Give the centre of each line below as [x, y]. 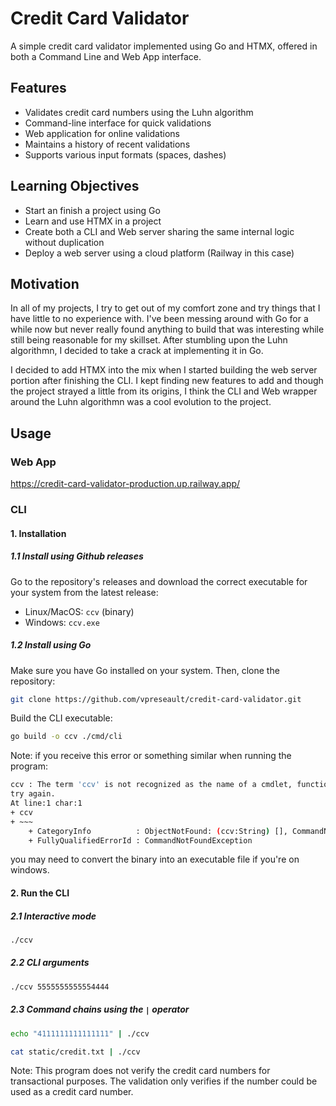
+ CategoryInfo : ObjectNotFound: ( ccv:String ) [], [158, 831]
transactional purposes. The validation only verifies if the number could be [164, 1081]
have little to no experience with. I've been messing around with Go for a [159, 319]
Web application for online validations [102, 133]
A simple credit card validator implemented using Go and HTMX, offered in [164, 46]
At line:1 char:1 [46, 803]
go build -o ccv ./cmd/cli [66, 737]
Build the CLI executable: [61, 718]
